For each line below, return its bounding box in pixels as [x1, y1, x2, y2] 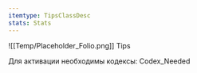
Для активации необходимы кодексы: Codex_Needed [8, 56, 191, 66]
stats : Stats [8, 19, 52, 27]
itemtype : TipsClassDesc [8, 11, 91, 20]
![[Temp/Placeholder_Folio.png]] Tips [8, 40, 131, 50]
